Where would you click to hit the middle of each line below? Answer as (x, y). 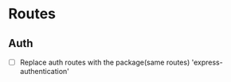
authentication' (45, 72)
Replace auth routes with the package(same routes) (105, 62)
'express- (207, 62)
